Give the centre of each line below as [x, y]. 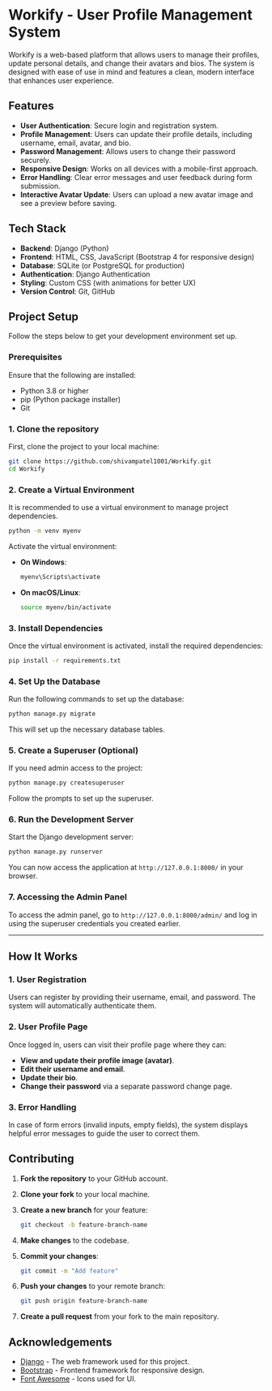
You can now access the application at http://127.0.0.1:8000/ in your [126, 867]
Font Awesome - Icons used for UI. [78, 1379]
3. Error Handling [42, 1107]
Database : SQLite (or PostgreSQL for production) [102, 265]
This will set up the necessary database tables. [87, 729]
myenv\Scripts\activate [60, 577]
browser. [23, 876]
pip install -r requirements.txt [65, 660]
